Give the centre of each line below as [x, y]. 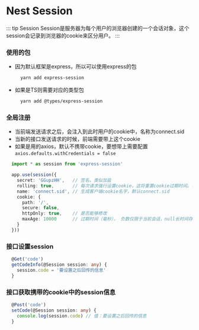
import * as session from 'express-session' [67, 164]
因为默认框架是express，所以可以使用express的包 [76, 67]
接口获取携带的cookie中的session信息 [61, 292]
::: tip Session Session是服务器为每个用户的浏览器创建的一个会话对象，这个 [98, 28]
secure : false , [41, 208]
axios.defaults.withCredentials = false [65, 154]
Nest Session [39, 11]
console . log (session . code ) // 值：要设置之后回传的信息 [82, 316]
